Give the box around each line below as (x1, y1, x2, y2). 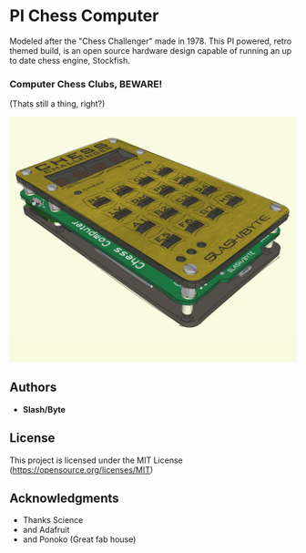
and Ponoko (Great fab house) (22, 534, 137, 545)
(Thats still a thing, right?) (9, 98, 106, 109)
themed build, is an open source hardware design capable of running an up (9, 45, 292, 56)
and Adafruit (22, 525, 70, 536)
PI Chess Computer (9, 5, 159, 26)
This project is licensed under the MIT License (9, 455, 184, 466)
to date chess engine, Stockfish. (9, 55, 130, 66)
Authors (9, 380, 57, 395)
